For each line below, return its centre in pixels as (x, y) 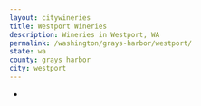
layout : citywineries (50, 18)
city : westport (38, 69)
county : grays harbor (50, 60)
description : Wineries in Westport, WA (85, 34)
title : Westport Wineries (58, 26)
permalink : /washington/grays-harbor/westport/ (101, 43)
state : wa (28, 52)
